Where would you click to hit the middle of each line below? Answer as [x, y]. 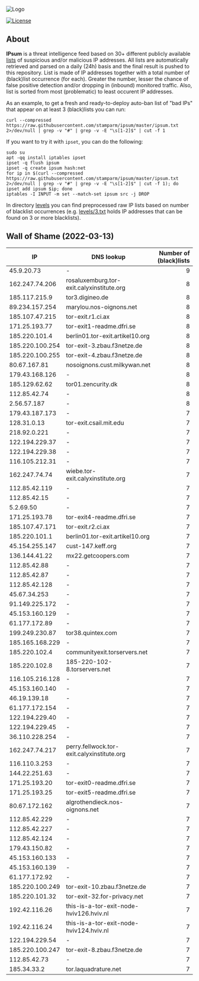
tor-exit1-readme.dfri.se [101, 326]
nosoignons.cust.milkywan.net [108, 365]
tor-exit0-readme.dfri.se [101, 783]
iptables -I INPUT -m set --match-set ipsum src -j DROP [78, 194]
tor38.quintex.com [92, 632]
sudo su [16, 152]
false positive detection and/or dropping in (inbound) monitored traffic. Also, [99, 85]
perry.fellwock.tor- [93, 746]
